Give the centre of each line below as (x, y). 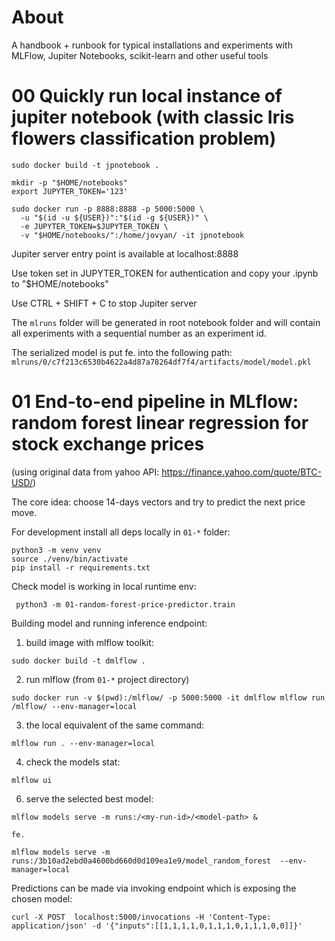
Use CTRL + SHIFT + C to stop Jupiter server (104, 303)
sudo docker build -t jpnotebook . (85, 165)
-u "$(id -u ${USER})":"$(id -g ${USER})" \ (114, 217)
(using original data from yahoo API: (85, 472)
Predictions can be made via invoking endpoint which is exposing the (154, 888)
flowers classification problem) (144, 138)
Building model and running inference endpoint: (109, 623)
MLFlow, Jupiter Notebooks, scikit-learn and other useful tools (140, 55)
